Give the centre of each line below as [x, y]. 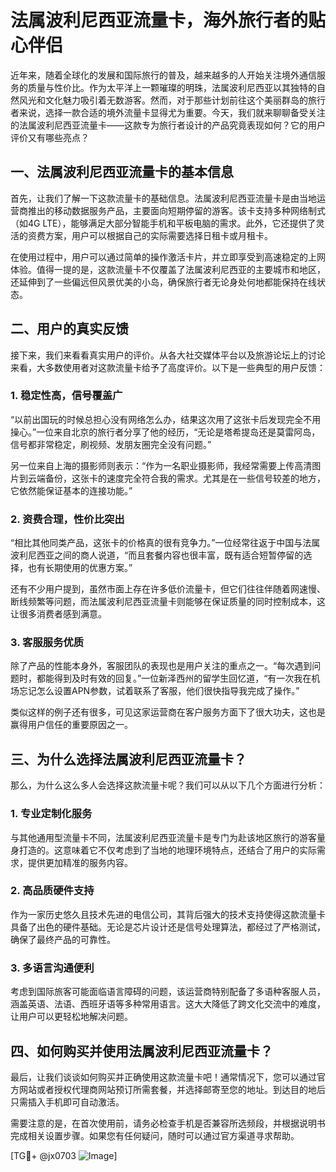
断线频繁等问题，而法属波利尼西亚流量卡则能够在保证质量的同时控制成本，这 [168, 602]
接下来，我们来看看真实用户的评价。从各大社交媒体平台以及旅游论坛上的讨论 [168, 355]
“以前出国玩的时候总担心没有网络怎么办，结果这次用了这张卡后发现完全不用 [166, 419]
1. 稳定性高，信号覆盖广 [66, 396]
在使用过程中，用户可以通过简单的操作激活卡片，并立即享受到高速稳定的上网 [168, 257]
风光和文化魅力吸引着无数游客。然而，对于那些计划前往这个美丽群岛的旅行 [172, 100]
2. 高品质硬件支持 [52, 891]
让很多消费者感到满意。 [58, 614]
